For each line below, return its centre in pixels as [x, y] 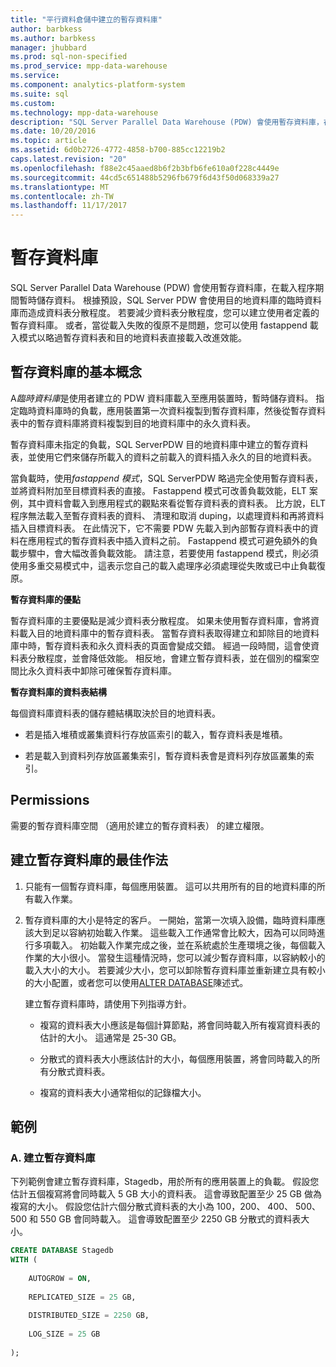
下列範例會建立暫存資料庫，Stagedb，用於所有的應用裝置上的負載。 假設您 [165, 1182]
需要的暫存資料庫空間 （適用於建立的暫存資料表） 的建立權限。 [140, 825]
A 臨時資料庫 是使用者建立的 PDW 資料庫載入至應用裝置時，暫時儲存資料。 [162, 398]
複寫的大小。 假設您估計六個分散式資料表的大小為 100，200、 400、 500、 [165, 1207]
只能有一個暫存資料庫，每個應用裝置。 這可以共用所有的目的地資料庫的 [170, 886]
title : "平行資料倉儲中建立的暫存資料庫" [86, 19]
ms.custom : [33, 103]
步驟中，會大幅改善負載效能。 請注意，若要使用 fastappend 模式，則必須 [168, 553]
